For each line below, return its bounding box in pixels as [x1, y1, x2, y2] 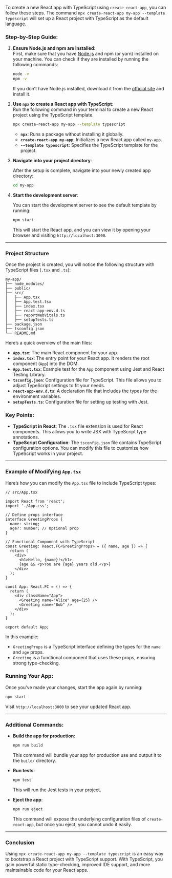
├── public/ [5, 285, 31, 291]
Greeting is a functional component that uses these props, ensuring [12, 654, 156, 660]
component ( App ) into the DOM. [12, 360, 79, 367]
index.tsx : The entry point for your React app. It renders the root [12, 355, 150, 361]
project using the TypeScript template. [12, 112, 94, 118]
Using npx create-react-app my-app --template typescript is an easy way [5, 850, 164, 856]
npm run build [12, 743, 43, 748]
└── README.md [5, 331, 36, 336]
